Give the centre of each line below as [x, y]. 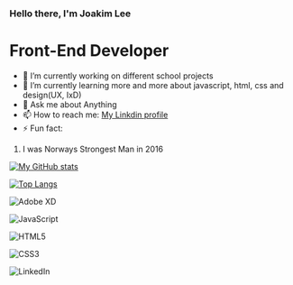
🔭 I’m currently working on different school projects [118, 76]
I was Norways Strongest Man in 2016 [93, 149]
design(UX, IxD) [52, 95]
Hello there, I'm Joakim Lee [70, 14]
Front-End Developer [89, 51]
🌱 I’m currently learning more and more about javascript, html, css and [153, 85]
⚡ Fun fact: [42, 128]
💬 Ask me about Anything [69, 104]
